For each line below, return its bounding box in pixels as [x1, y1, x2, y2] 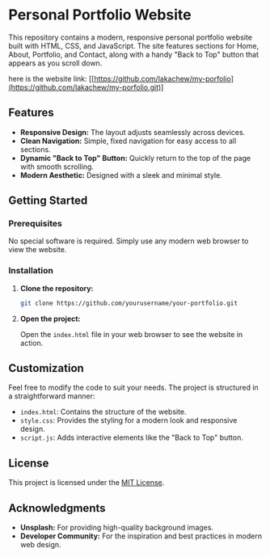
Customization [8, 361, 85, 375]
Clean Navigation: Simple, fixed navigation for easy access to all [19, 136, 237, 146]
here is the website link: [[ [8, 74, 95, 83]
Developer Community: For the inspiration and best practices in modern [19, 531, 263, 541]
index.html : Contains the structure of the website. [19, 407, 188, 417]
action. [19, 338, 44, 348]
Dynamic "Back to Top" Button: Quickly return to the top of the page [19, 153, 251, 162]
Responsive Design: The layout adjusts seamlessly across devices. [19, 127, 246, 137]
